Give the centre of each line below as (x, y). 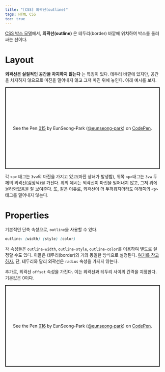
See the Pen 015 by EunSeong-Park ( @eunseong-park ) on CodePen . (82, 128)
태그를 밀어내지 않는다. (27, 195)
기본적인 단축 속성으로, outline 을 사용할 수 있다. (51, 230)
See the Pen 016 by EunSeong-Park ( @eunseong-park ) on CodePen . (82, 326)
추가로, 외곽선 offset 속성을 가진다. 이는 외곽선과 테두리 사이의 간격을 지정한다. (81, 272)
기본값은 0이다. (20, 278)
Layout (19, 60)
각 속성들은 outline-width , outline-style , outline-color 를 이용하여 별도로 (79, 249)
